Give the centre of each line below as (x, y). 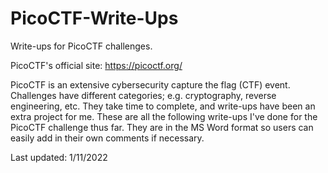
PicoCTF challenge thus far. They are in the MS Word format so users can (162, 127)
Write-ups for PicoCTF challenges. (81, 46)
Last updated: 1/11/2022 (59, 157)
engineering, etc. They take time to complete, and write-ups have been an (163, 106)
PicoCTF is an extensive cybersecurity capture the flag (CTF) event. (150, 84)
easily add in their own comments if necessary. (107, 138)
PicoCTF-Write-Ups (94, 18)
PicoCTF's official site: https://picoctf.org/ (96, 65)
